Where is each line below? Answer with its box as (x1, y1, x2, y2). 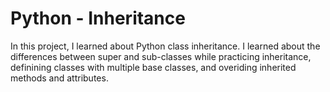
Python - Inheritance (10, 7, 186, 30)
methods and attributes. (10, 72, 109, 84)
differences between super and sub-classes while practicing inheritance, (10, 50, 312, 62)
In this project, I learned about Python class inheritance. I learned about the (10, 40, 321, 52)
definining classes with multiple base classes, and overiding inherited (10, 61, 297, 73)
